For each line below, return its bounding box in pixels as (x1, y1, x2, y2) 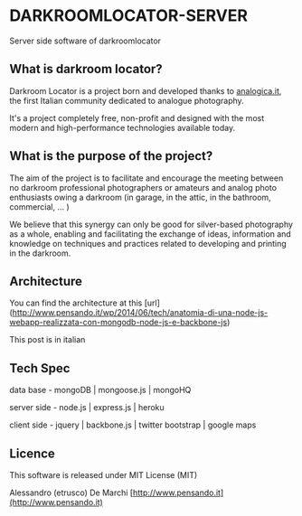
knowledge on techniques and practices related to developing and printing (9, 238, 287, 249)
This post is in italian (9, 334, 86, 345)
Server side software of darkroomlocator (9, 35, 161, 46)
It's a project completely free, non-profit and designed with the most (9, 112, 265, 123)
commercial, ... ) (9, 201, 70, 212)
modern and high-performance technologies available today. (9, 122, 236, 133)
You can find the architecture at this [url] (9, 297, 161, 308)
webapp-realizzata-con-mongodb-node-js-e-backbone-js (9, 317, 228, 328)
